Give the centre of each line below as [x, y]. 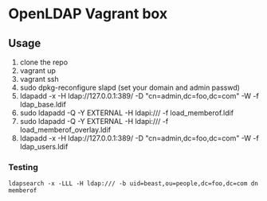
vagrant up [37, 71]
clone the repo [44, 62]
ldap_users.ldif [44, 147]
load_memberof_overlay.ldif [65, 129]
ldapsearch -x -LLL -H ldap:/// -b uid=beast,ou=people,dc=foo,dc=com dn [133, 184]
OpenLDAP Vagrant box [88, 14]
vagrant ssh [39, 79]
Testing [23, 167]
